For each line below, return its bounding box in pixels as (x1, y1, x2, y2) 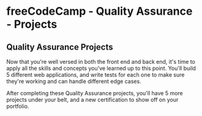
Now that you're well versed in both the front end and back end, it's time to (6, 58, 196, 65)
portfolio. (6, 102, 29, 110)
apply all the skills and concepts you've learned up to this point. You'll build (6, 64, 196, 72)
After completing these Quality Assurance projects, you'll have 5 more (6, 90, 184, 96)
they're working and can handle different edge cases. (6, 78, 142, 85)
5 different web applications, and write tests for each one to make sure (6, 71, 185, 78)
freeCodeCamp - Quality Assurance (6, 4, 193, 18)
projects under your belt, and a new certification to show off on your (6, 96, 179, 103)
